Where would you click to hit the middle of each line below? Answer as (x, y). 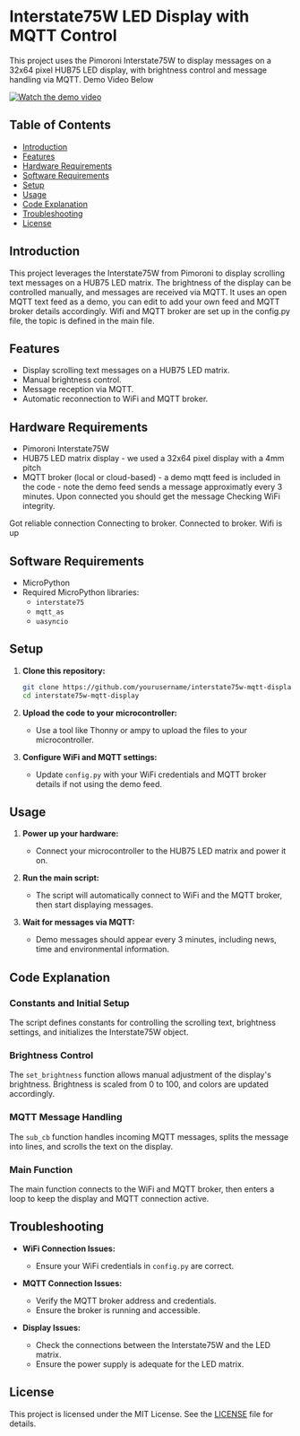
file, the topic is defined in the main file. (82, 320)
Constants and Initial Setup (69, 1003)
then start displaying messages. (94, 905)
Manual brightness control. (72, 380)
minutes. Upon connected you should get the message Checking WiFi (151, 496)
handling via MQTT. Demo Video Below (81, 79)
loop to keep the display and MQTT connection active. (109, 1198)
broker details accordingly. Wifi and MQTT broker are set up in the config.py (150, 311)
